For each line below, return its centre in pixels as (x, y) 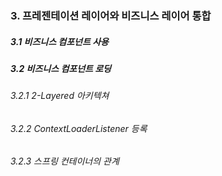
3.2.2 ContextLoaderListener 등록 (79, 128)
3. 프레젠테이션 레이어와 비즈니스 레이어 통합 (111, 15)
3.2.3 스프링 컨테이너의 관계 (65, 161)
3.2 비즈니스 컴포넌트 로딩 (61, 68)
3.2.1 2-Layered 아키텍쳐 (60, 96)
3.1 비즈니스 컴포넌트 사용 (59, 41)
